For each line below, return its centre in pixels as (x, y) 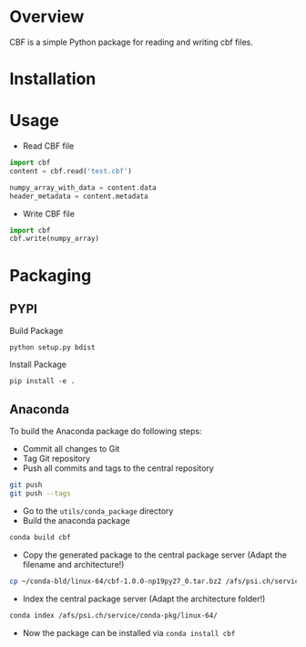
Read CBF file (48, 146)
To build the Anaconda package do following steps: (106, 432)
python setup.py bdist (52, 348)
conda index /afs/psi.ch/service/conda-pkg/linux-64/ (114, 615)
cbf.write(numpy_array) (55, 239)
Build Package (36, 331)
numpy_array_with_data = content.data (83, 188)
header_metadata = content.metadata (79, 196)
